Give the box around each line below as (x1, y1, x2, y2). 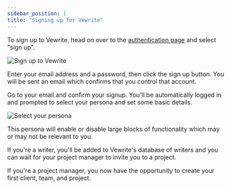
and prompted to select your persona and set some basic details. (7, 98, 192, 106)
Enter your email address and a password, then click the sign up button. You (7, 70, 225, 78)
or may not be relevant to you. (7, 132, 93, 141)
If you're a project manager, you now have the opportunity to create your (7, 166, 214, 174)
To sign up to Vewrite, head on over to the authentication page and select (7, 35, 216, 44)
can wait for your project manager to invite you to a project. (7, 153, 176, 161)
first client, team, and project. (7, 174, 91, 182)
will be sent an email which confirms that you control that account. (7, 77, 197, 85)
